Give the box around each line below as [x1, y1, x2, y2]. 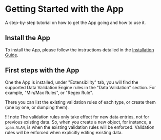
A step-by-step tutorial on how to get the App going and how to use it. [5, 20, 146, 25]
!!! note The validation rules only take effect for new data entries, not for [5, 114, 150, 119]
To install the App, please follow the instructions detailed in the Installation [5, 47, 154, 52]
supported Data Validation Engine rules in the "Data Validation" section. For [5, 84, 156, 90]
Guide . [5, 52, 19, 58]
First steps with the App [5, 66, 80, 74]
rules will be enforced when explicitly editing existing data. [5, 129, 123, 135]
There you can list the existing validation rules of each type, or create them [5, 99, 156, 105]
